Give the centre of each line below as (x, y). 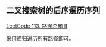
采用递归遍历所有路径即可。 (40, 38)
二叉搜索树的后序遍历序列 (53, 11)
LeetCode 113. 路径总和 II (37, 26)
